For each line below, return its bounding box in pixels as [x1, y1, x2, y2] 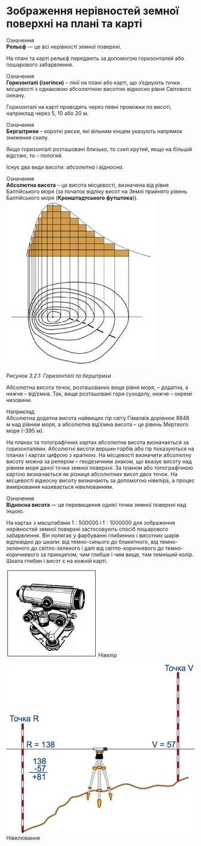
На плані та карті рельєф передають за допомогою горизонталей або [6, 54, 184, 62]
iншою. [6, 507, 25, 515]
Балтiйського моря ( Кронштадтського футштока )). [6, 194, 138, 201]
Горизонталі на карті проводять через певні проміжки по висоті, [6, 103, 172, 110]
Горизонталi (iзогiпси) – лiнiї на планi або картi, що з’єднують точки [6, 79, 181, 86]
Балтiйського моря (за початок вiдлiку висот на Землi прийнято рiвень [6, 187, 187, 195]
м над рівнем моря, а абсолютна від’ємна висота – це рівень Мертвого [6, 421, 188, 428]
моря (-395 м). [6, 427, 44, 434]
